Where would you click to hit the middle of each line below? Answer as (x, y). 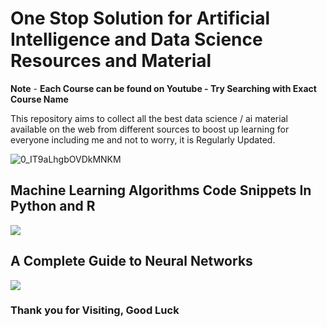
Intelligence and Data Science (136, 39)
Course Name (39, 99)
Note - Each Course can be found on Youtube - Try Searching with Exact (163, 88)
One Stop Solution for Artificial (140, 18)
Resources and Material (111, 61)
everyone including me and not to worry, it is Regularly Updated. (143, 139)
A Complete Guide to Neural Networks (131, 261)
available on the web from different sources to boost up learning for (150, 129)
